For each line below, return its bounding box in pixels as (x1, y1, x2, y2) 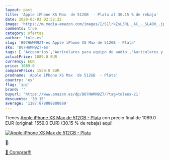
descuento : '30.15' (5, 96, 46, 101)
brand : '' (5, 87, 26, 92)
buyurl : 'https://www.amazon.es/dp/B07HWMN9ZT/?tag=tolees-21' (5, 92, 141, 97)
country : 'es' (5, 77, 35, 83)
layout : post (5, 7, 33, 13)
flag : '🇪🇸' (5, 82, 30, 87)
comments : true (5, 26, 37, 31)
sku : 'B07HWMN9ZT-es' (5, 45, 51, 50)
